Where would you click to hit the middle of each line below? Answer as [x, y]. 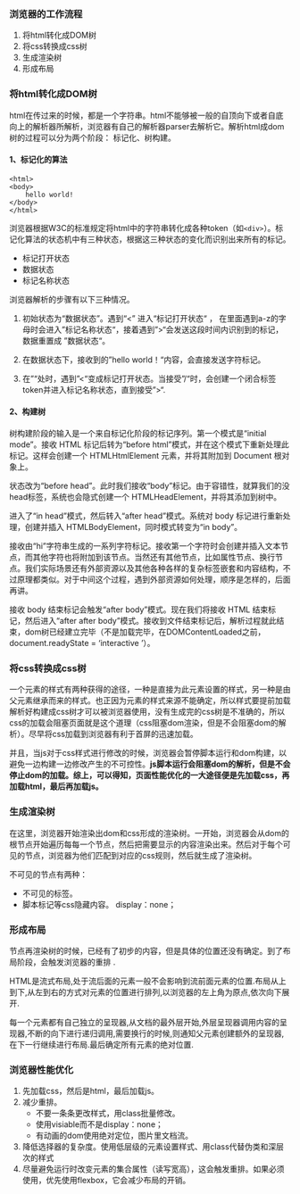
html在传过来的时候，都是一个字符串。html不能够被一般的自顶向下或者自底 [146, 115]
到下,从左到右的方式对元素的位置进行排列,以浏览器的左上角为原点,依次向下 [146, 991]
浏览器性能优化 [42, 1070]
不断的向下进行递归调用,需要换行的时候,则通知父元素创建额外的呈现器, [156, 1033]
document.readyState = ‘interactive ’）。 [82, 643]
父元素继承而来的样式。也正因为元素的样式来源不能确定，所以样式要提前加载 [150, 701]
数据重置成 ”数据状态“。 [66, 340]
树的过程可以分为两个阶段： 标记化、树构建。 [92, 137]
